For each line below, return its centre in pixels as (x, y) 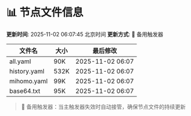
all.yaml (20, 61)
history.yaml (27, 71)
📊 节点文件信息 (45, 12)
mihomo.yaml (28, 81)
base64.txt (25, 90)
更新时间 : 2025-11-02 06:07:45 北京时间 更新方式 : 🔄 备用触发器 (85, 34)
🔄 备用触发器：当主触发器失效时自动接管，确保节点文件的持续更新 (103, 106)
